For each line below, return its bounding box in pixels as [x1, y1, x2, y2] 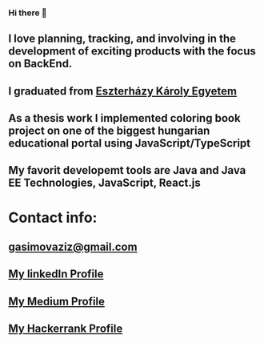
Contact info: [8, 208, 98, 227]
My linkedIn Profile [8, 268, 104, 281]
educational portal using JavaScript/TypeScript [8, 136, 251, 151]
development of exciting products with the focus [8, 44, 256, 59]
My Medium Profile [8, 294, 106, 308]
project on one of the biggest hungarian [8, 124, 210, 138]
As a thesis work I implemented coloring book [8, 111, 242, 125]
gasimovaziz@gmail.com [8, 240, 138, 254]
